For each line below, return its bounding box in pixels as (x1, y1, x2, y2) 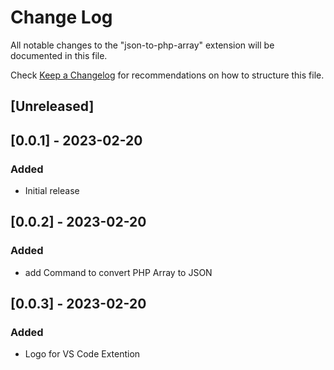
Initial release (24, 185, 80, 197)
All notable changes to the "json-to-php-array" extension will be (10, 39, 275, 51)
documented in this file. (10, 49, 108, 61)
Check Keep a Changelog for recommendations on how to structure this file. (10, 69, 325, 81)
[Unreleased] (10, 98, 95, 115)
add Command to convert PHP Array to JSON (24, 266, 213, 278)
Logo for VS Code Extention (24, 348, 141, 360)
